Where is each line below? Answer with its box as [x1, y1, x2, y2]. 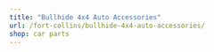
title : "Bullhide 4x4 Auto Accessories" [9, 12, 162, 22]
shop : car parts [9, 29, 70, 38]
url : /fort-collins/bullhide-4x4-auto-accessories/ [9, 21, 205, 30]
